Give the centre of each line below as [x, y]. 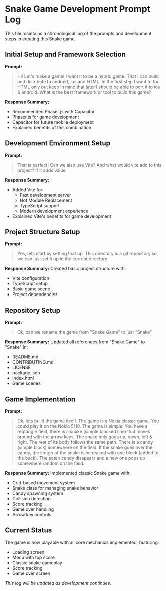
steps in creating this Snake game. [41, 39]
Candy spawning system [38, 493]
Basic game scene [31, 289]
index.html [23, 378]
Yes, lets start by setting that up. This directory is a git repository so [87, 254]
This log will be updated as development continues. [58, 583]
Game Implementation [40, 399]
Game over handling [33, 509]
